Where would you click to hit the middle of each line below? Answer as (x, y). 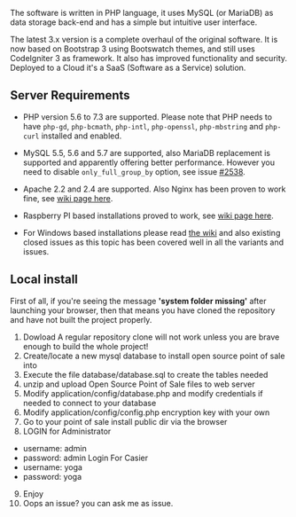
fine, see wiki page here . (68, 198)
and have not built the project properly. (81, 319)
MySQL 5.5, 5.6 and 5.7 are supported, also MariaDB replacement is (147, 153)
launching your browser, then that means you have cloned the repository (143, 310)
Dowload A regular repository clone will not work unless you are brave (151, 337)
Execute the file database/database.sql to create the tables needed (145, 374)
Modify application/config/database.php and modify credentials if (143, 393)
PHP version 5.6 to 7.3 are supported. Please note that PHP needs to (148, 117)
